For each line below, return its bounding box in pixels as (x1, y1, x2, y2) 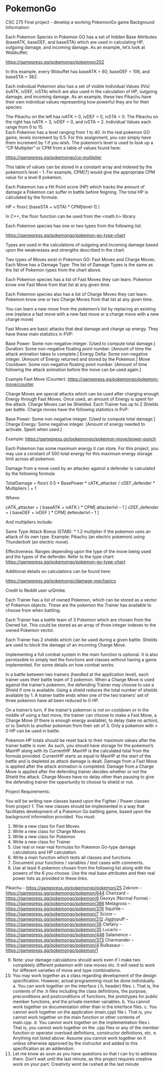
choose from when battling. (5, 607, 61, 613)
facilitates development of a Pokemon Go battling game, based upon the (5, 808, 151, 814)
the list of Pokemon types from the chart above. (5, 267, 102, 273)
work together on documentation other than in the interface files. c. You (12, 1004, 157, 1010)
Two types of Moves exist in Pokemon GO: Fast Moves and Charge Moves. (5, 256, 156, 262)
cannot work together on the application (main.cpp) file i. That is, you (12, 1009, 152, 1015)
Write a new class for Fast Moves (12, 823, 80, 829)
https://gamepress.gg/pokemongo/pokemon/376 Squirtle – (5, 906, 124, 912)
